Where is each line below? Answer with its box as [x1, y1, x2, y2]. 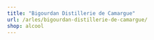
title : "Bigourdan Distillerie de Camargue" [7, 9, 136, 17]
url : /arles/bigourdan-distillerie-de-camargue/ [7, 16, 148, 23]
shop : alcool [7, 22, 44, 29]
